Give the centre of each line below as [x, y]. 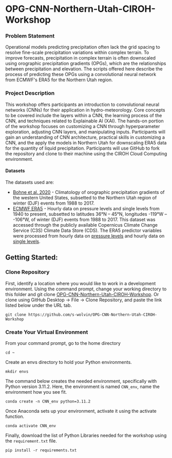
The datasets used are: [30, 182]
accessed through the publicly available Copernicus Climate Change [85, 225]
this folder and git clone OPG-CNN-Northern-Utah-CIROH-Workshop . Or [82, 294]
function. [15, 416]
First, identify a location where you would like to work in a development [81, 283]
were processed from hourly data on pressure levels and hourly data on [89, 236]
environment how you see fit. [36, 392]
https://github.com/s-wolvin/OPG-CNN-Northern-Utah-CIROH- [93, 315]
